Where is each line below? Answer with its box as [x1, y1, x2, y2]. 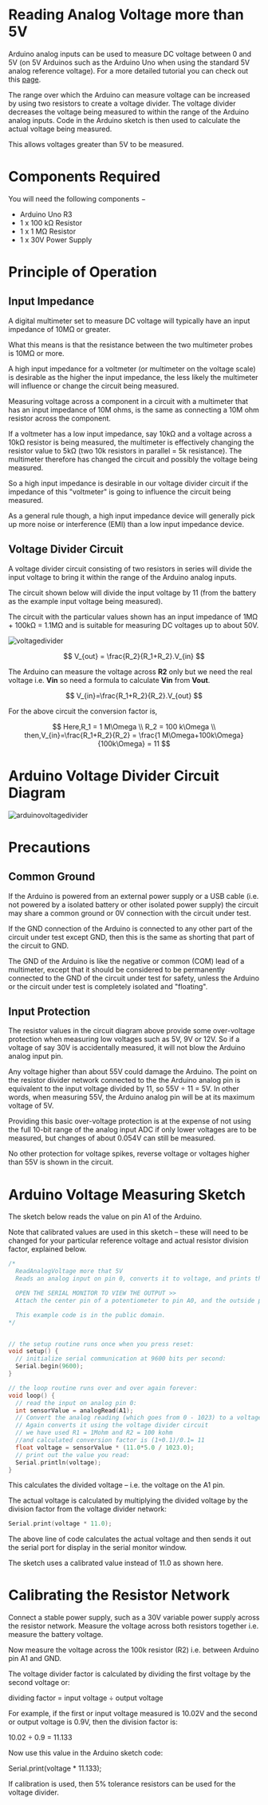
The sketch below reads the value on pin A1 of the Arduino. [8, 1212, 202, 1221]
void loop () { [8, 1392, 56, 1400]
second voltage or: [8, 1678, 70, 1687]
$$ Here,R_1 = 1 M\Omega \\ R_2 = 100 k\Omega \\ [52, 721, 216, 731]
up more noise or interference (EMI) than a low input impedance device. [8, 519, 245, 529]
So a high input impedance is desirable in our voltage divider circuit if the [8, 478, 249, 488]
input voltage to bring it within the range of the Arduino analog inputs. [8, 572, 237, 581]
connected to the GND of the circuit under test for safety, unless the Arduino [8, 973, 260, 983]
